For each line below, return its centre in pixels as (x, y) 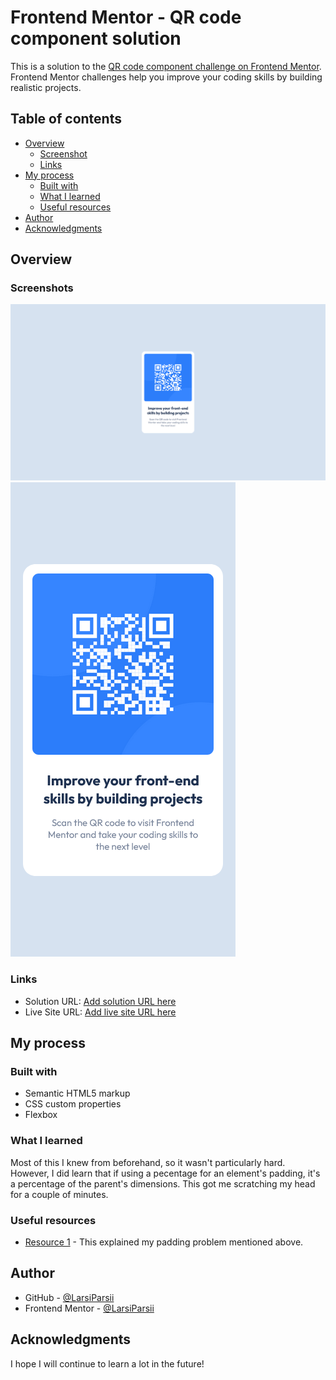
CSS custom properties (73, 1104)
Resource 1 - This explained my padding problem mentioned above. (164, 1242)
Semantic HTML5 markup (77, 1093)
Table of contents (66, 119)
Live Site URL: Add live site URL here (100, 1012)
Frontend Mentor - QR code (126, 17)
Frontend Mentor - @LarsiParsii (89, 1308)
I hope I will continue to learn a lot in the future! (107, 1363)
